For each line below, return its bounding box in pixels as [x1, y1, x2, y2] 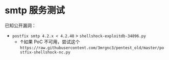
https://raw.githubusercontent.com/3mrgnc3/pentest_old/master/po [19, 45, 164, 50]
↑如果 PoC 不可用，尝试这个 [19, 39, 80, 45]
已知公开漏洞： [5, 22, 36, 28]
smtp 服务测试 [5, 5, 65, 16]
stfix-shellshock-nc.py [19, 49, 71, 55]
